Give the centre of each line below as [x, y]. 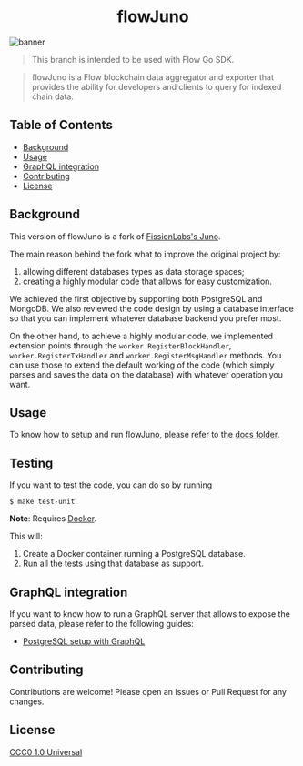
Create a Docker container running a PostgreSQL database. [134, 554]
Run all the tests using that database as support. [113, 564]
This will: [26, 536]
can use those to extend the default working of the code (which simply [142, 365]
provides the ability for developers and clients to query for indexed [157, 86]
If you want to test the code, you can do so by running [111, 485]
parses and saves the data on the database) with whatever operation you [146, 374]
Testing [31, 463]
